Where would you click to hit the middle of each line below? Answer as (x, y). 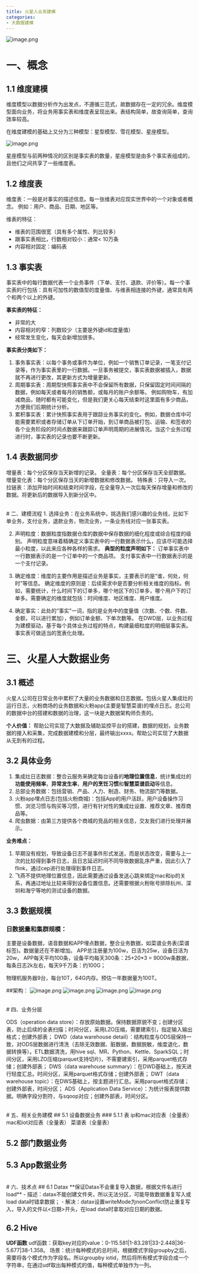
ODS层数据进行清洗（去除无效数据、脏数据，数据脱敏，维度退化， (102, 1045)
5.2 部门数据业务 (36, 1143)
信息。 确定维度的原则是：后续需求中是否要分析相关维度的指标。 (106, 583)
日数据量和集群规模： (36, 929)
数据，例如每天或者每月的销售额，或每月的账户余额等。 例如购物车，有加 (104, 392)
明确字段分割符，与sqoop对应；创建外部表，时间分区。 (84, 1096)
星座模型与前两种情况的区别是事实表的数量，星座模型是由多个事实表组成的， (99, 156)
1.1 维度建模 (27, 89)
